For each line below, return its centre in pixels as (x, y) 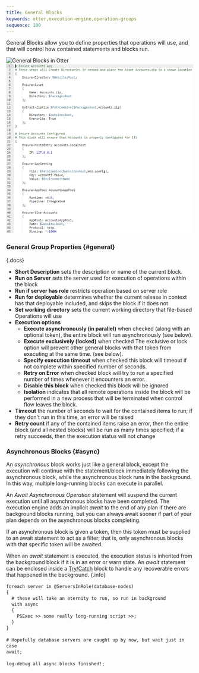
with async (25, 605)
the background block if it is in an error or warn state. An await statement (96, 562)
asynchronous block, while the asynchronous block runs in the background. (99, 477)
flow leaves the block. (50, 404)
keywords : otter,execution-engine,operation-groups (71, 19)
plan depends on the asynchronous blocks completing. (73, 520)
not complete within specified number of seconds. (85, 367)
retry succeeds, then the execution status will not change (85, 436)
